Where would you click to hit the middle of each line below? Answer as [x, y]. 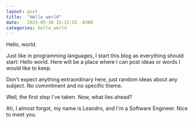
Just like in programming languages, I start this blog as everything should [95, 56]
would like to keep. [29, 68]
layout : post [22, 11]
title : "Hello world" [34, 17]
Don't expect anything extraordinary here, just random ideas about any [92, 80]
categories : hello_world [36, 28]
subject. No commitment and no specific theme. [64, 86]
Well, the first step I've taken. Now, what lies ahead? [69, 97]
